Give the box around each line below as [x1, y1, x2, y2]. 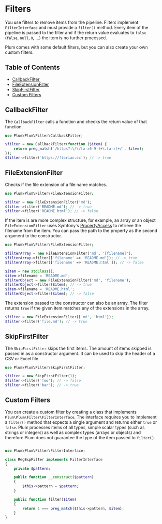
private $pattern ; [14, 466, 51, 471]
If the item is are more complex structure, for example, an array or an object [5, 217, 156, 223]
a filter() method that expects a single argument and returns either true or [5, 419, 157, 425]
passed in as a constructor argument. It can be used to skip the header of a [5, 350, 156, 356]
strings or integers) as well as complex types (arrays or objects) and [5, 430, 141, 435]
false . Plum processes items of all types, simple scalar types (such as [5, 424, 145, 430]
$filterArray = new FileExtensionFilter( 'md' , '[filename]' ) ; [5, 251, 133, 256]
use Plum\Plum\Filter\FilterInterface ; [5, 448, 86, 453]
